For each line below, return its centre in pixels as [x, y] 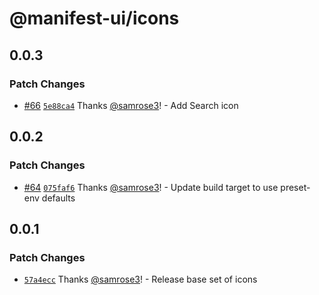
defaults [58, 198]
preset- [295, 187]
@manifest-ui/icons [94, 18]
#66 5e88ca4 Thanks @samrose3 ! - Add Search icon [131, 105]
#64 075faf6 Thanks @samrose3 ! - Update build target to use [151, 187]
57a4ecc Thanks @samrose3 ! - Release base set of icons [140, 279]
